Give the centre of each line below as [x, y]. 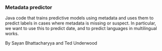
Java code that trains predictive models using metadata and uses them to [79, 18]
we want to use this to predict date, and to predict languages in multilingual [81, 28]
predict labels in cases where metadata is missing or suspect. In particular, [81, 23]
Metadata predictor [29, 7]
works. [12, 34]
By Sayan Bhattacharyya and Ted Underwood [51, 43]
